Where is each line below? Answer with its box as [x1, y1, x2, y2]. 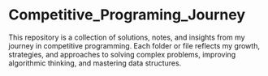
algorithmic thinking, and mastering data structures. [8, 58, 182, 68]
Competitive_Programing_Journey [8, 6, 246, 24]
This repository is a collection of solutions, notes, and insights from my [8, 32, 245, 42]
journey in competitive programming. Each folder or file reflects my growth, [8, 40, 260, 50]
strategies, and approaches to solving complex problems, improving [8, 49, 236, 59]
